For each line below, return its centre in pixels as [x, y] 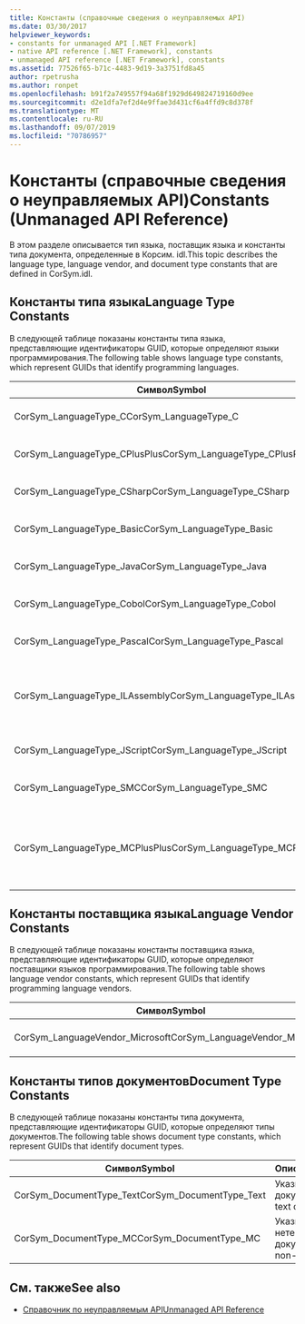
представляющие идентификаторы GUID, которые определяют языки [144, 348]
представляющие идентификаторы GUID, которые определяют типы [142, 1127]
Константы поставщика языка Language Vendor [152, 914]
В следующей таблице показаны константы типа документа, [127, 1117]
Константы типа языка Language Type [122, 302]
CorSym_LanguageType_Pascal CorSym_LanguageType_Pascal [149, 641]
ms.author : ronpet [44, 85]
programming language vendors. [71, 988]
